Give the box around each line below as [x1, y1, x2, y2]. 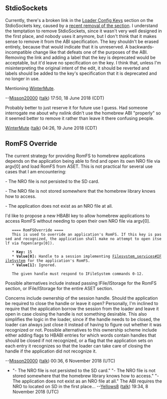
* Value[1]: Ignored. [11, 262, 57, 268]
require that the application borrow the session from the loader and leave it [5, 306, 159, 312]
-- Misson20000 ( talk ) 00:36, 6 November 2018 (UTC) [5, 358, 116, 364]
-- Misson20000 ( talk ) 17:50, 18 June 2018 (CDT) [5, 95, 105, 101]
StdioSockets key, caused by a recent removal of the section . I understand [5, 22, 158, 28]
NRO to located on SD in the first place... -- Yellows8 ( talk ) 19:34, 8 [12, 383, 149, 389]
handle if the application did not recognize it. [5, 348, 97, 354]
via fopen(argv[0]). [11, 241, 55, 246]
